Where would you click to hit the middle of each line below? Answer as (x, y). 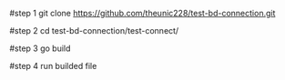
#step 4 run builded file (53, 66)
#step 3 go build (40, 48)
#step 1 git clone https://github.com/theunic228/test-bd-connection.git (142, 13)
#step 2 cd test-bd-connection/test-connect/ (94, 30)
